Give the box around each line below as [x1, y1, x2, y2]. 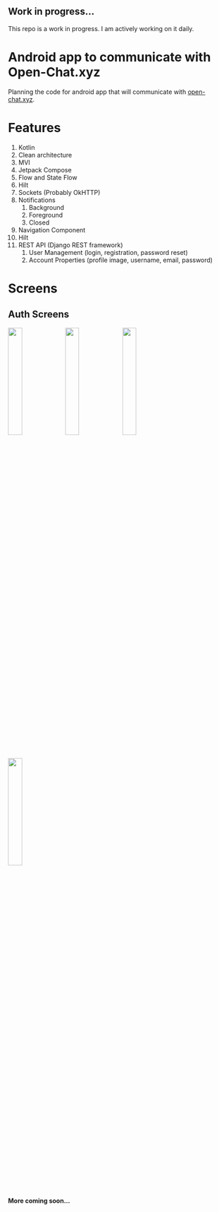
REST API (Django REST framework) [18, 240, 123, 249]
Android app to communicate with [8, 49, 211, 65]
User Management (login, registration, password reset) [28, 248, 189, 256]
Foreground [28, 210, 63, 219]
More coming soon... [8, 1196, 70, 1205]
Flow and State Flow [18, 173, 77, 182]
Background [28, 203, 65, 211]
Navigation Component [18, 225, 86, 234]
